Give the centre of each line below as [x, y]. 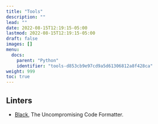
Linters [19, 100]
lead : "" [17, 22]
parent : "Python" [38, 60]
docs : [18, 55]
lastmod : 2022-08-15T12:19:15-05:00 [51, 33]
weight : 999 [20, 71]
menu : [13, 50]
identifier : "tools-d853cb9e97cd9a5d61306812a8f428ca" [85, 66]
